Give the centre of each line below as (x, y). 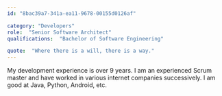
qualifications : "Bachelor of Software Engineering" (86, 38)
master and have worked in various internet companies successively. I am (111, 78)
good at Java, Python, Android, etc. (57, 85)
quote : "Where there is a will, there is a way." (81, 51)
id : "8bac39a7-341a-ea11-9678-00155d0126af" (72, 13)
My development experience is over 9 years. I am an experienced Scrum (110, 71)
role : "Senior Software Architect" (59, 32)
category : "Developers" (41, 26)
